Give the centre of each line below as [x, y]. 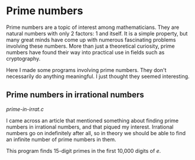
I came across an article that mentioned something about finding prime [92, 120]
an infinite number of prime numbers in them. [61, 139]
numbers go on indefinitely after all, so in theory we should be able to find [96, 133]
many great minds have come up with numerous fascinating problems [91, 40]
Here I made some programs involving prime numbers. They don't [86, 70]
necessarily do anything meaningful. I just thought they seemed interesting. [98, 76]
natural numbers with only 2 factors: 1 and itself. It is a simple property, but [97, 33]
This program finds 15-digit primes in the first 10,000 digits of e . [84, 151]
